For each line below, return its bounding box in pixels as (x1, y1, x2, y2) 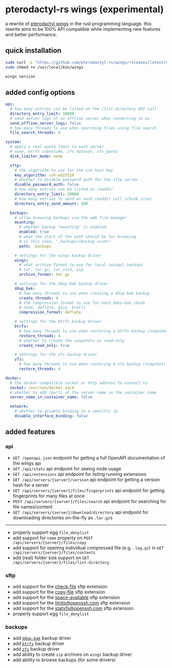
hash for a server (12, 482, 49, 488)
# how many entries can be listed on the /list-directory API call (10, 107, 157, 112)
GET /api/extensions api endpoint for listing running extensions (12, 471, 147, 477)
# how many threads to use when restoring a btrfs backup (18, 328, 145, 333)
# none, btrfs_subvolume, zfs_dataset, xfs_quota (10, 149, 118, 154)
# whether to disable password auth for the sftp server (14, 177, 139, 182)
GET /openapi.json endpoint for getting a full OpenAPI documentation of (12, 454, 165, 461)
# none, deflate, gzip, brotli (18, 305, 86, 310)
